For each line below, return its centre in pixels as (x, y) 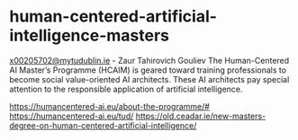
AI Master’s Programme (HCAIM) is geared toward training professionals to (148, 70)
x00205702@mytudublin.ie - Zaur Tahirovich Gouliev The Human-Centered (149, 60)
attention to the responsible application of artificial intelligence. (126, 89)
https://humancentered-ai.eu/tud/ (72, 116)
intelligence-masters (89, 35)
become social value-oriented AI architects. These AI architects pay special (149, 79)
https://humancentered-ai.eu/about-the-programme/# (109, 106)
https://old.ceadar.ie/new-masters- (201, 116)
